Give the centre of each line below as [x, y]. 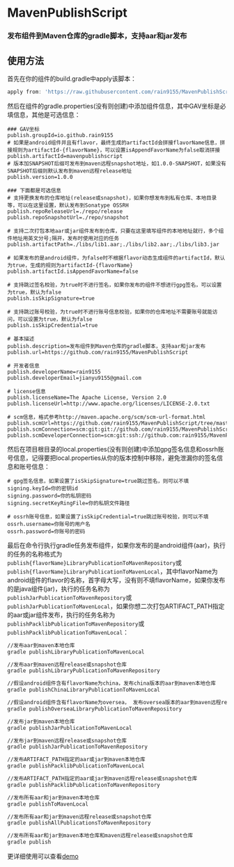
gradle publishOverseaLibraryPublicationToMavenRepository [95, 709]
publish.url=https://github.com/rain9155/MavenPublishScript [98, 352]
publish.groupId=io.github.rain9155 [60, 135]
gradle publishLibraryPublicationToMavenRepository [84, 671]
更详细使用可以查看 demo [43, 857]
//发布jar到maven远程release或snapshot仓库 [67, 740]
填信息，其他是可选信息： [44, 114]
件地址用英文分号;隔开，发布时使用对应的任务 [63, 238]
